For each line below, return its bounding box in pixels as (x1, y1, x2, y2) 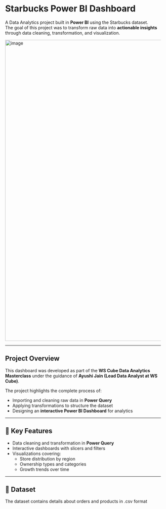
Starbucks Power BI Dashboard (5, 3, 136, 14)
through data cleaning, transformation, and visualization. (5, 30, 120, 36)
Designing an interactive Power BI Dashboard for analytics (12, 407, 133, 414)
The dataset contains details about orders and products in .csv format (5, 499, 147, 505)
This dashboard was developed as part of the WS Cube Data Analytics (5, 367, 151, 373)
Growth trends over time (19, 466, 69, 472)
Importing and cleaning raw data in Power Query (12, 397, 112, 403)
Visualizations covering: (12, 451, 61, 456)
